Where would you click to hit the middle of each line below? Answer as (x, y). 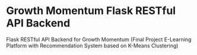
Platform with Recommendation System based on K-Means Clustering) (92, 46)
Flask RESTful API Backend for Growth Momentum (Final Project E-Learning (99, 39)
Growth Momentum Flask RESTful (91, 11)
